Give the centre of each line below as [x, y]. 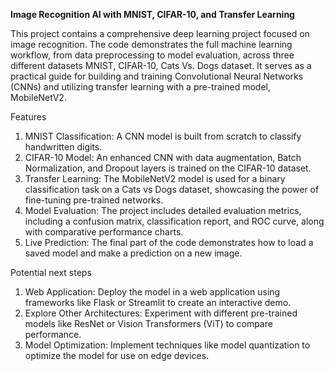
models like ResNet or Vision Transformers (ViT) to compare [148, 323]
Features [28, 117]
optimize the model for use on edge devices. [117, 355]
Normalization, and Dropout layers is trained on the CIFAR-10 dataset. [168, 168]
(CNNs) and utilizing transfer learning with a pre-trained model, [140, 87]
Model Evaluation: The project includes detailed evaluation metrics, [163, 210]
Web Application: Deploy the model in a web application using [152, 292]
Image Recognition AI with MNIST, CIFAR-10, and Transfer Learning [152, 14]
